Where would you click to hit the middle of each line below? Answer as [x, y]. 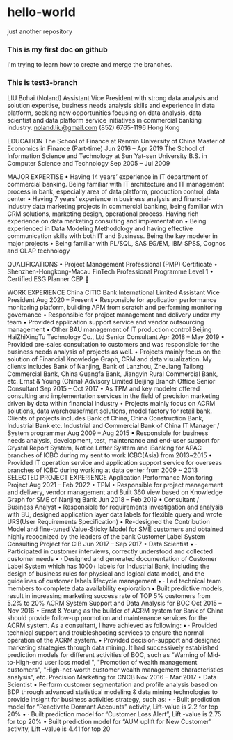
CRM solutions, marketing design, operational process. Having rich [103, 214]
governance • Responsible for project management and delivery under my [114, 315]
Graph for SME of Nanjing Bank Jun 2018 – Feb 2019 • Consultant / [103, 499]
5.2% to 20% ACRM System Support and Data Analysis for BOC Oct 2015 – [115, 603]
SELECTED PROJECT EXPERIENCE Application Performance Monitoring [110, 477]
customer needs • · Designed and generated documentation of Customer [112, 558]
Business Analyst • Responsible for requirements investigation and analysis [115, 507]
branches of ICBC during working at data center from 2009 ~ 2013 [103, 470]
